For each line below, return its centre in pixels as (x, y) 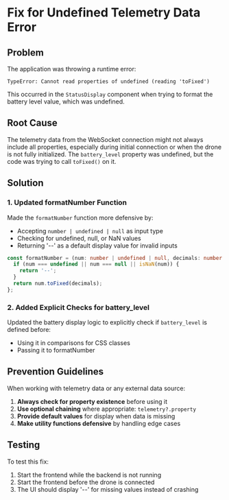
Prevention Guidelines (56, 372)
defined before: (29, 330)
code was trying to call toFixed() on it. (62, 161)
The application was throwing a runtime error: (72, 69)
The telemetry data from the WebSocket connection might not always (105, 139)
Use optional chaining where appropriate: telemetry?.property (107, 409)
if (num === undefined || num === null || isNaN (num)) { (96, 264)
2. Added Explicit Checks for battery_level (78, 307)
